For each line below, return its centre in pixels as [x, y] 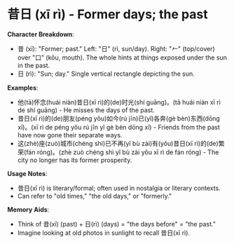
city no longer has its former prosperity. [75, 160]
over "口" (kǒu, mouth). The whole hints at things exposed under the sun [122, 57]
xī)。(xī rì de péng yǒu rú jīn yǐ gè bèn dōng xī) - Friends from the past [119, 127]
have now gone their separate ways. [70, 135]
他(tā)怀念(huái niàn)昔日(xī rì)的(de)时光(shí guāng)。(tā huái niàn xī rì [119, 102]
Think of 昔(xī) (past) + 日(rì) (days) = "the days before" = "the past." [116, 224]
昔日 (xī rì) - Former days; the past [108, 14]
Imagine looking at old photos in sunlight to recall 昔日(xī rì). [104, 233]
